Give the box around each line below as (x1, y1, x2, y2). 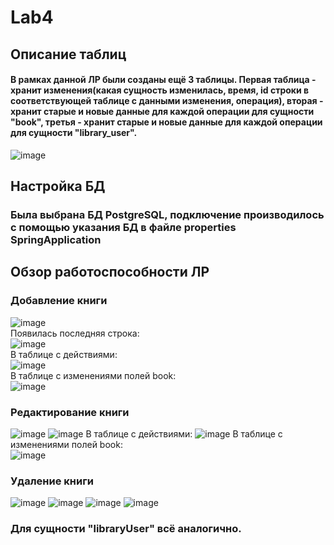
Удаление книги (10, 474, 94, 488)
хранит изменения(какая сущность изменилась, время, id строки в (10, 84, 310, 96)
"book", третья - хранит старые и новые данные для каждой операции (10, 116, 323, 128)
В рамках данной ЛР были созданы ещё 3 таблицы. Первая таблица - (10, 74, 317, 86)
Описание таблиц (10, 46, 127, 63)
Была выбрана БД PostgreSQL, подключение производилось (10, 208, 325, 222)
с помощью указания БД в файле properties (10, 221, 237, 235)
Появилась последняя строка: (10, 327, 140, 339)
